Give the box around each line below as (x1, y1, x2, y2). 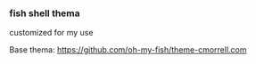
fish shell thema (9, 7, 80, 20)
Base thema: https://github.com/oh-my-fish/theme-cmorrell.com (9, 44, 247, 55)
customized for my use (9, 28, 94, 38)
